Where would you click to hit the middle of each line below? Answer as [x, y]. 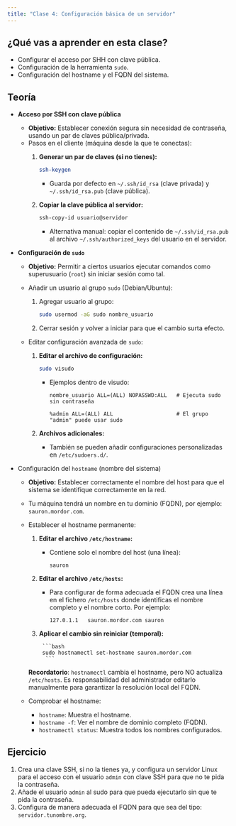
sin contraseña [72, 401]
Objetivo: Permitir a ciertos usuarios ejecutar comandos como [119, 266]
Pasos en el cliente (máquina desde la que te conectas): [110, 143]
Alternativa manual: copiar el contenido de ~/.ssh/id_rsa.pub [139, 231]
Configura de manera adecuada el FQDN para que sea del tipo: [109, 807]
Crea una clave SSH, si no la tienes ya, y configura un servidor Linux [118, 769]
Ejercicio [27, 752]
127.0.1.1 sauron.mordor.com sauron [107, 620]
